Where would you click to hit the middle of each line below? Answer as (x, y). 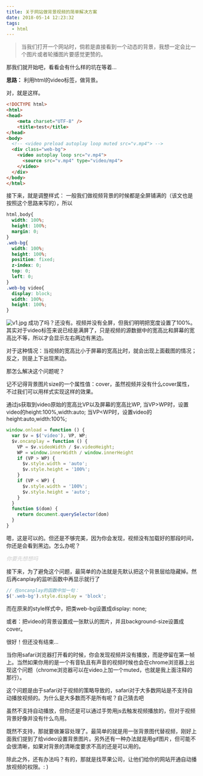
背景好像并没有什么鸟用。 (38, 718)
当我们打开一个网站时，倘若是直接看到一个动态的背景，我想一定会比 (106, 47)
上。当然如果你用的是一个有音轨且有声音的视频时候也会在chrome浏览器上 (98, 662)
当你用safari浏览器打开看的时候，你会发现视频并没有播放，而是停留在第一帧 (101, 654)
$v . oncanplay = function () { (50, 441)
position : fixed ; (34, 260)
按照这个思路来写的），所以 (39, 203)
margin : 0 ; (25, 231)
